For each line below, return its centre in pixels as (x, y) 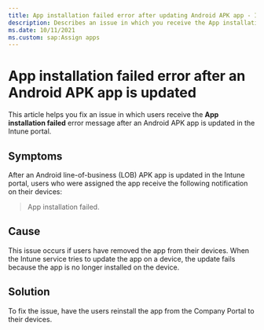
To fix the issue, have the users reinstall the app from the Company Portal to (131, 310)
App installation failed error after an (127, 76)
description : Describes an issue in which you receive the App (114, 23)
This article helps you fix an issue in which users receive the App (114, 115)
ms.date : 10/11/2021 (42, 30)
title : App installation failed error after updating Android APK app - (130, 15)
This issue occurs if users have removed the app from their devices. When (129, 250)
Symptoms (35, 156)
